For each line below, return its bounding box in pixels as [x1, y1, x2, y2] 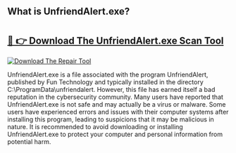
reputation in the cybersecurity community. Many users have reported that [7, 93, 224, 101]
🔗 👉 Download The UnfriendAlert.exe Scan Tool [7, 34, 224, 46]
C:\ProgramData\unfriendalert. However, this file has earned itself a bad [7, 86, 216, 93]
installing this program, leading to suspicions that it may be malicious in [7, 115, 215, 124]
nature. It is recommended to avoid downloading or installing [7, 123, 183, 131]
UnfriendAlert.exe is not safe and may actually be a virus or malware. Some [7, 100, 226, 108]
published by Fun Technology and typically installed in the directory [7, 78, 204, 86]
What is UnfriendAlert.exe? [7, 6, 130, 18]
